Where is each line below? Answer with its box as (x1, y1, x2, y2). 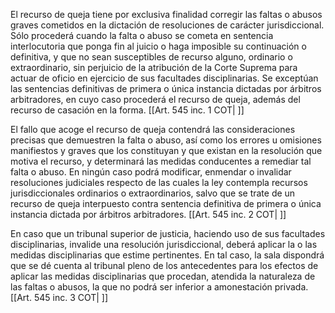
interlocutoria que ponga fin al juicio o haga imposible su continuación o (10, 40, 307, 52)
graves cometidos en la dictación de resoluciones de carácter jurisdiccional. (10, 19, 325, 31)
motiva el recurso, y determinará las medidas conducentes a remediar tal (10, 155, 312, 167)
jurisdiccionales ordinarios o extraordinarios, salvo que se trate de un (10, 187, 296, 199)
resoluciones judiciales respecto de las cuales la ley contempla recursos (10, 177, 308, 188)
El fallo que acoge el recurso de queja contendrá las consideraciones (10, 124, 296, 135)
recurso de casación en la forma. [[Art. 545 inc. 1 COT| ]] (10, 104, 245, 116)
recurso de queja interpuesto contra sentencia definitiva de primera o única (10, 198, 322, 209)
